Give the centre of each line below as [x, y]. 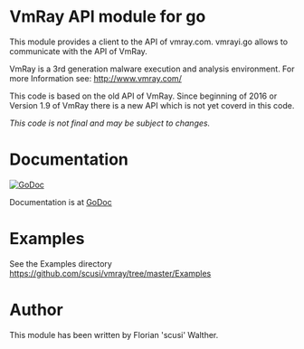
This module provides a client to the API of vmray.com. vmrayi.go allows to [148, 42]
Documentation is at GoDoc [61, 202]
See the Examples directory [61, 263]
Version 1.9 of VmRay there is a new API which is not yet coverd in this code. [152, 105]
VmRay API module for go [108, 17]
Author [36, 310]
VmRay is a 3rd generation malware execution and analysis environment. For [152, 69]
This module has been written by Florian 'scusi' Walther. [114, 335]
